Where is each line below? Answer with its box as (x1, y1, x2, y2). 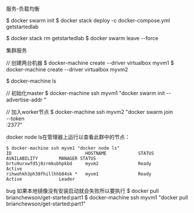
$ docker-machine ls (6, 77, 57, 84)
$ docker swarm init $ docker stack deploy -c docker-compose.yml (6, 17, 170, 24)
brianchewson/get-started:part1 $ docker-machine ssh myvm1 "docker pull (6, 194, 189, 201)
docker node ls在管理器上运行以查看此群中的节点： (6, 133, 130, 140)
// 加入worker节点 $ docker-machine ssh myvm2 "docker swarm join (6, 109, 173, 115)
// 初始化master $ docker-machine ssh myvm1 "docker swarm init (6, 90, 165, 96)
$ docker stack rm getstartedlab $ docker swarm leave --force (6, 35, 159, 41)
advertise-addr (6, 96, 42, 103)
